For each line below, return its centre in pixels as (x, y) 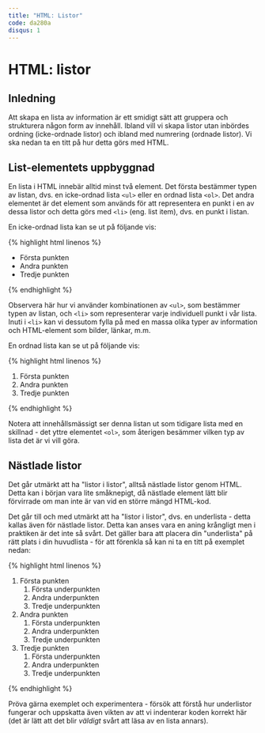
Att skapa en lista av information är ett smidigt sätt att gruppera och (118, 117)
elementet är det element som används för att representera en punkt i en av (131, 203)
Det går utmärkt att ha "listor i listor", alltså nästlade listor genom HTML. (125, 484)
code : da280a (30, 23)
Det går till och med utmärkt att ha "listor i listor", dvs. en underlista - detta (129, 516)
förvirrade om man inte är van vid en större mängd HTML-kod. (110, 501)
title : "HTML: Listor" (45, 15)
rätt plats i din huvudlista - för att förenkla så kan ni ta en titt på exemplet (127, 542)
